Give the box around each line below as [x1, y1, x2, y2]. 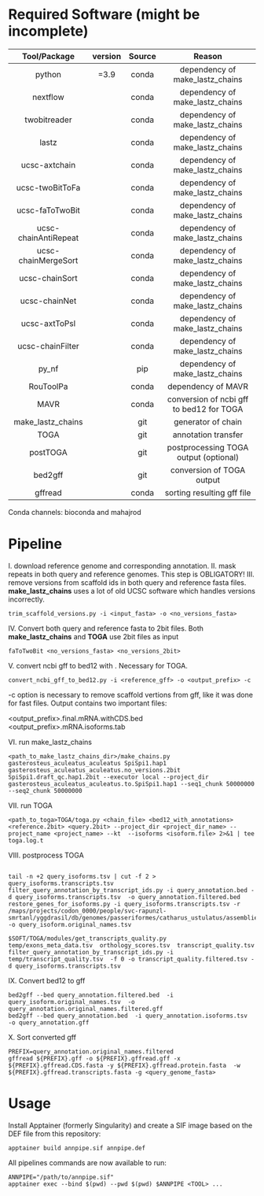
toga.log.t [8, 836, 44, 844]
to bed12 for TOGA [172, 403, 244, 414]
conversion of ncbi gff [167, 394, 249, 405]
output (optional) [176, 451, 240, 462]
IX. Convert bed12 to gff [8, 976, 86, 985]
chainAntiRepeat [17, 232, 79, 243]
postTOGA [28, 446, 68, 457]
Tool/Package [22, 50, 75, 61]
